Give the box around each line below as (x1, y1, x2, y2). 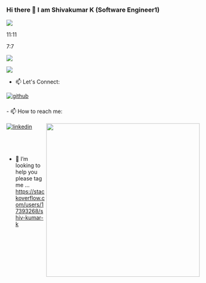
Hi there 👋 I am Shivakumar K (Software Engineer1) (6, 6, 160, 14)
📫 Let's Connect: (15, 78, 60, 85)
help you (15, 168, 38, 176)
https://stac (15, 188, 45, 195)
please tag (15, 175, 42, 182)
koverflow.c (15, 195, 45, 202)
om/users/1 (15, 201, 44, 208)
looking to (15, 162, 41, 169)
